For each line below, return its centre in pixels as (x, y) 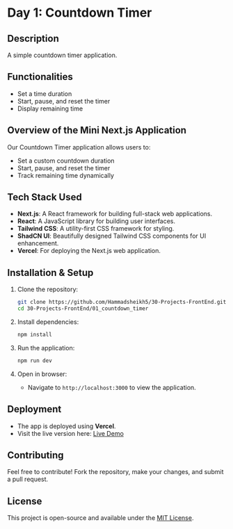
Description (33, 39)
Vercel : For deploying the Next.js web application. (89, 251)
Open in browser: (42, 374)
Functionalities (40, 77)
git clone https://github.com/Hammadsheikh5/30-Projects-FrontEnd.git (122, 302)
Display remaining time (50, 108)
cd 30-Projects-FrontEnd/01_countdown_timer (83, 309)
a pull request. (28, 479)
